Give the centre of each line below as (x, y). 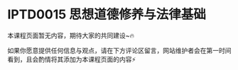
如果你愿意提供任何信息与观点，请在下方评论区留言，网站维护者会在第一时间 (119, 50)
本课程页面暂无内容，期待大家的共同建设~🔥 (71, 35)
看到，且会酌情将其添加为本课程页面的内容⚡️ (72, 59)
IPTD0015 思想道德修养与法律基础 (107, 14)
